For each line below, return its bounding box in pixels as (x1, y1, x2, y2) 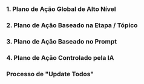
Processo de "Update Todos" (6, 69, 94, 78)
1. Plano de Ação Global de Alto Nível (6, 5, 116, 13)
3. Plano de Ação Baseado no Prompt (6, 37, 117, 45)
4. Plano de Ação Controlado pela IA (6, 53, 114, 62)
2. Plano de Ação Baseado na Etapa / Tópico (6, 21, 138, 29)
